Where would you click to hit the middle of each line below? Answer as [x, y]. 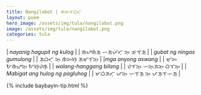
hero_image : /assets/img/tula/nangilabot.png [65, 23]
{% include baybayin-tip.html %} [47, 86]
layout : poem [23, 18]
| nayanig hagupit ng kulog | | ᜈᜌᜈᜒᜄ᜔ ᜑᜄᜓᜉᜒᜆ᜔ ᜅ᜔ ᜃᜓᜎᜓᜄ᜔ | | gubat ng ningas [101, 52]
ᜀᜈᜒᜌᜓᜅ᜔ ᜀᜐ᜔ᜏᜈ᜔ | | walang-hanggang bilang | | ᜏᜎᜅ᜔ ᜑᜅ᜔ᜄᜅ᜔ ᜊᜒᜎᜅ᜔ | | [97, 67]
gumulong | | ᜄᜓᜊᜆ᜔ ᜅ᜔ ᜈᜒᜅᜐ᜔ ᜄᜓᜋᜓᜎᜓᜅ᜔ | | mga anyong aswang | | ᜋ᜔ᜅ [92, 59]
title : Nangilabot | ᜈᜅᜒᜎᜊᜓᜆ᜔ [44, 12]
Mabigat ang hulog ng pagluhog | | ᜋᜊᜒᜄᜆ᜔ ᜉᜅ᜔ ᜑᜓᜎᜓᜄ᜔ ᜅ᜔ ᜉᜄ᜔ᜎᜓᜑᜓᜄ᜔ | [94, 74]
